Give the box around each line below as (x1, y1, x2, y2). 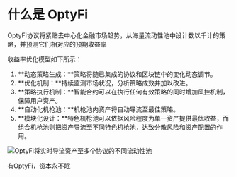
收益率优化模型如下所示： (7, 54, 82, 63)
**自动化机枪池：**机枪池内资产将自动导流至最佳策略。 (17, 105, 179, 114)
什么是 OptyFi (7, 6, 89, 23)
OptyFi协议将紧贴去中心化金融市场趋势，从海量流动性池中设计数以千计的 (7, 31, 220, 39)
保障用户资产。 (17, 96, 62, 104)
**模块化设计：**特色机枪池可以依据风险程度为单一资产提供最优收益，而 (17, 114, 229, 122)
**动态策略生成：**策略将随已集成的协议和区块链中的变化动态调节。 (17, 70, 217, 78)
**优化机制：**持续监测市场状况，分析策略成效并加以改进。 (17, 78, 192, 87)
